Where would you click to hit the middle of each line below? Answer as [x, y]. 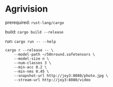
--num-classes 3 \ [33, 63]
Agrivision [26, 9]
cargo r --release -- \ [29, 50]
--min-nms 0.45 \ [32, 71]
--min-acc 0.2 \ [31, 67]
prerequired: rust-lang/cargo [35, 22]
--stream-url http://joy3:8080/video [52, 80]
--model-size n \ [32, 59]
